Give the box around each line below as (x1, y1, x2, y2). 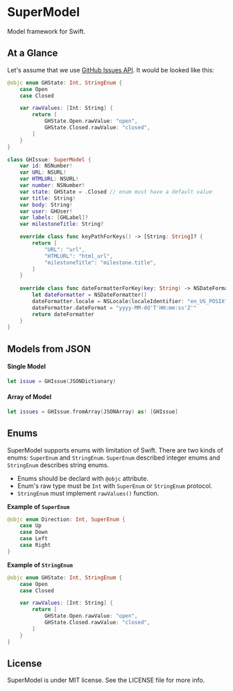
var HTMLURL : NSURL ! (19, 175, 79, 183)
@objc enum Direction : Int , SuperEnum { (7, 516, 126, 523)
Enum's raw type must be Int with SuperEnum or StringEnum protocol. (17, 481, 213, 490)
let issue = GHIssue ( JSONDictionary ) (7, 377, 116, 384)
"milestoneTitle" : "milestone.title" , (44, 259, 157, 266)
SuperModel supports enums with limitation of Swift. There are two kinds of (7, 446, 223, 454)
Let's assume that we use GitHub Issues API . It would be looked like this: (7, 65, 215, 74)
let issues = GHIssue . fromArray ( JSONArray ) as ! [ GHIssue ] (7, 408, 178, 415)
